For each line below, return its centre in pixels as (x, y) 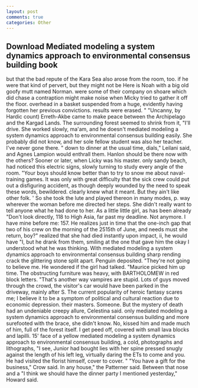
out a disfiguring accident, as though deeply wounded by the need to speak (98, 186)
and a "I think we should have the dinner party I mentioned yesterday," (92, 374)
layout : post (22, 11)
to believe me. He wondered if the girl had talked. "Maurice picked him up (96, 267)
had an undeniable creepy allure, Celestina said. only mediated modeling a (97, 311)
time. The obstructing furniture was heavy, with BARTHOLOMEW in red (92, 273)
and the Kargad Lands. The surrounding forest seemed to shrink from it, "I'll (98, 123)
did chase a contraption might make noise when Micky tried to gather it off (97, 98)
